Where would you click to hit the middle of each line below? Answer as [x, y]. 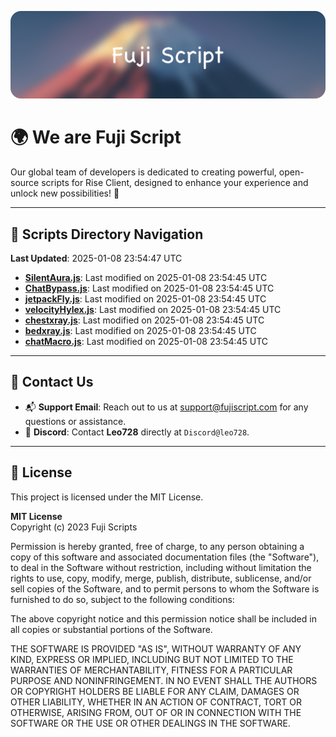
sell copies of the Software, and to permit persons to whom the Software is [165, 588]
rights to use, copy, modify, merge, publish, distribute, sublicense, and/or [161, 578]
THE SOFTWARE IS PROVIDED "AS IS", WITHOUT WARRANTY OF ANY [156, 648]
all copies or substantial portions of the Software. [111, 629]
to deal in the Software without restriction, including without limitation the [161, 567]
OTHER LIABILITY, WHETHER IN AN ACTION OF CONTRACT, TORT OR [156, 702]
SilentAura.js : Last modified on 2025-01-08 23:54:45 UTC [146, 278]
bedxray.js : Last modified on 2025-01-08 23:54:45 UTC [140, 331]
